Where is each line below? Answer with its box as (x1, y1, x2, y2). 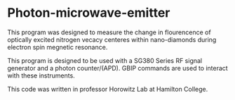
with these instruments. (7, 71, 75, 80)
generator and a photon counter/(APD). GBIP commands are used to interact (7, 64, 228, 72)
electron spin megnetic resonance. (7, 43, 108, 51)
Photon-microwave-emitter (7, 5, 170, 21)
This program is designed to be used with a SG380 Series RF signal (7, 56, 202, 64)
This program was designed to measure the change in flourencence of (7, 28, 212, 36)
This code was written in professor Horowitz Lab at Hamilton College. (7, 85, 208, 93)
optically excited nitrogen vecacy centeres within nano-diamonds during (7, 35, 217, 43)
